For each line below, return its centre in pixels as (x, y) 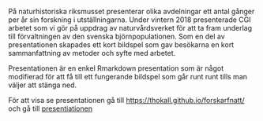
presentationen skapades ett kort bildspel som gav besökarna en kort (121, 45)
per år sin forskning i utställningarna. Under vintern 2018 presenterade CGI (130, 20)
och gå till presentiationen (51, 108)
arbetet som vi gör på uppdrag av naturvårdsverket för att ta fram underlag (130, 28)
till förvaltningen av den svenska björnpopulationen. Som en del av (116, 36)
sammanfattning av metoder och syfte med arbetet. (92, 53)
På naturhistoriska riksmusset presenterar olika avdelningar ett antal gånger (131, 11)
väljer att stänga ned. (43, 85)
